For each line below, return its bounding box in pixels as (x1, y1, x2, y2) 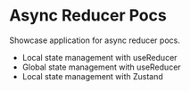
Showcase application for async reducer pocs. (9, 35, 180, 45)
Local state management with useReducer (21, 52, 178, 62)
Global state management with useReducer (21, 62, 181, 72)
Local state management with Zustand (21, 70, 163, 81)
